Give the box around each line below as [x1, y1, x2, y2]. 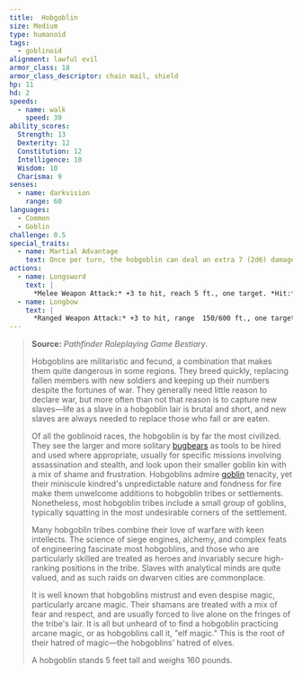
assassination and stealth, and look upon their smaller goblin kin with [31, 459, 287, 470]
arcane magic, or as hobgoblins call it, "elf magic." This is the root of [31, 628, 285, 639]
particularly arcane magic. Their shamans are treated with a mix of [31, 599, 278, 610]
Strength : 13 [17, 130, 67, 139]
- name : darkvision [17, 189, 91, 198]
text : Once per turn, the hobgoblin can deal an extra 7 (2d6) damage [25, 255, 296, 265]
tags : [9, 38, 30, 48]
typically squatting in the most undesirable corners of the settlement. [31, 507, 288, 518]
